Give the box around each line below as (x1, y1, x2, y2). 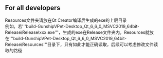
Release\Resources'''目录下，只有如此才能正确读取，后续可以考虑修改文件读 (5, 41, 158, 47)
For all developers (5, 4, 61, 12)
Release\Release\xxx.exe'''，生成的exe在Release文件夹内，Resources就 (5, 29, 150, 35)
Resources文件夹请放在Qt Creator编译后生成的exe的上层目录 (5, 17, 127, 23)
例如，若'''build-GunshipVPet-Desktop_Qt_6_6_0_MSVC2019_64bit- (5, 23, 140, 29)
